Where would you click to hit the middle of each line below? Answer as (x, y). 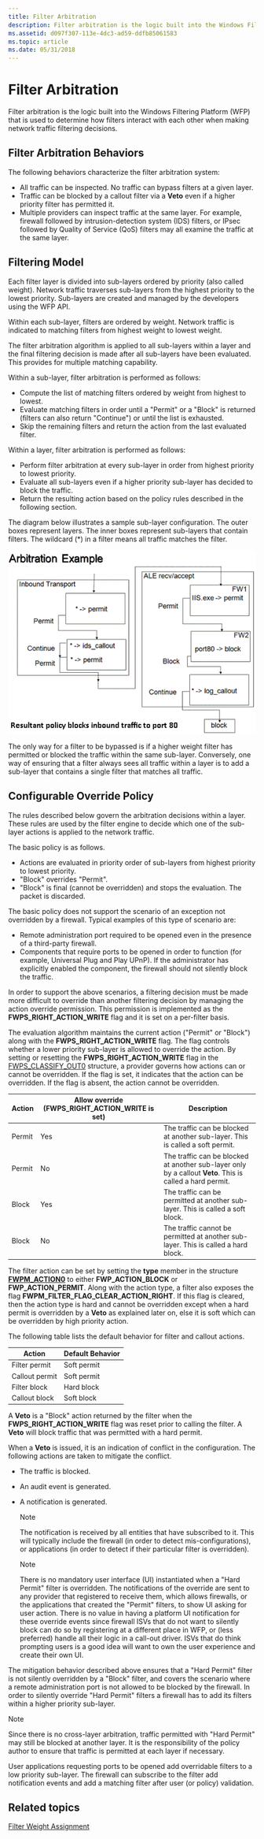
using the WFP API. (39, 306)
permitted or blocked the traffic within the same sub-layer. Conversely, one (130, 754)
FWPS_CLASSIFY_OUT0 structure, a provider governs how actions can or (127, 1066)
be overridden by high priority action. (68, 1321)
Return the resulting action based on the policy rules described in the (131, 498)
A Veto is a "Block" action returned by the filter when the (100, 1415)
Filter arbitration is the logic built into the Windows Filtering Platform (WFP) (129, 112)
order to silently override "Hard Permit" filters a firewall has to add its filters (130, 1695)
